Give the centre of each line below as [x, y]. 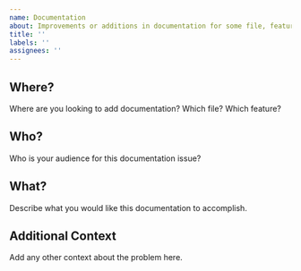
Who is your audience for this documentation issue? [105, 158]
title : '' [28, 34]
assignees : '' [36, 51]
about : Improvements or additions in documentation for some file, [138, 26]
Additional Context [63, 236]
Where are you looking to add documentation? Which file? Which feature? [146, 108]
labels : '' [30, 42]
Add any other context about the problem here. [96, 258]
